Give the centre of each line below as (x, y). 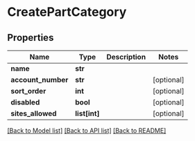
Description (126, 57)
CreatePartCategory (67, 12)
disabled (25, 102)
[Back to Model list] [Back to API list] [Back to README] (87, 131)
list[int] (87, 113)
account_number (40, 80)
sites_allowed (34, 113)
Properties (31, 38)
